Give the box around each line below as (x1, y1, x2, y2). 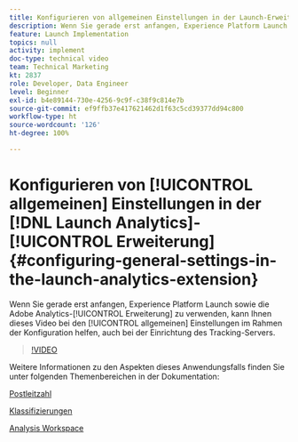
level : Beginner (9, 87, 69, 96)
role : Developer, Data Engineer (9, 79, 129, 88)
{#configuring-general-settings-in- (9, 251, 278, 271)
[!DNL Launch (9, 213, 113, 233)
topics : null (9, 37, 58, 47)
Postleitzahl (9, 388, 52, 398)
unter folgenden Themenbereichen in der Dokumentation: (9, 371, 220, 382)
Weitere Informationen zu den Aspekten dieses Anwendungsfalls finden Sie (9, 361, 286, 372)
